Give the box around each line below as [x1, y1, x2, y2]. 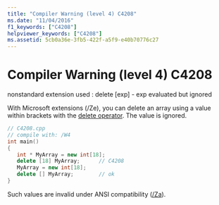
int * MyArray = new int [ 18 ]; [16, 151, 106, 159]
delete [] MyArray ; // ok [16, 170, 115, 178]
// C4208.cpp [7, 125, 46, 132]
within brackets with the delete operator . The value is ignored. [7, 111, 187, 120]
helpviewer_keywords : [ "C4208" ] [7, 30, 102, 37]
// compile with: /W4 [7, 131, 71, 138]
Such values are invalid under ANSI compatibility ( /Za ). [7, 190, 166, 198]
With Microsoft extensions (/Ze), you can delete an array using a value [7, 104, 211, 113]
